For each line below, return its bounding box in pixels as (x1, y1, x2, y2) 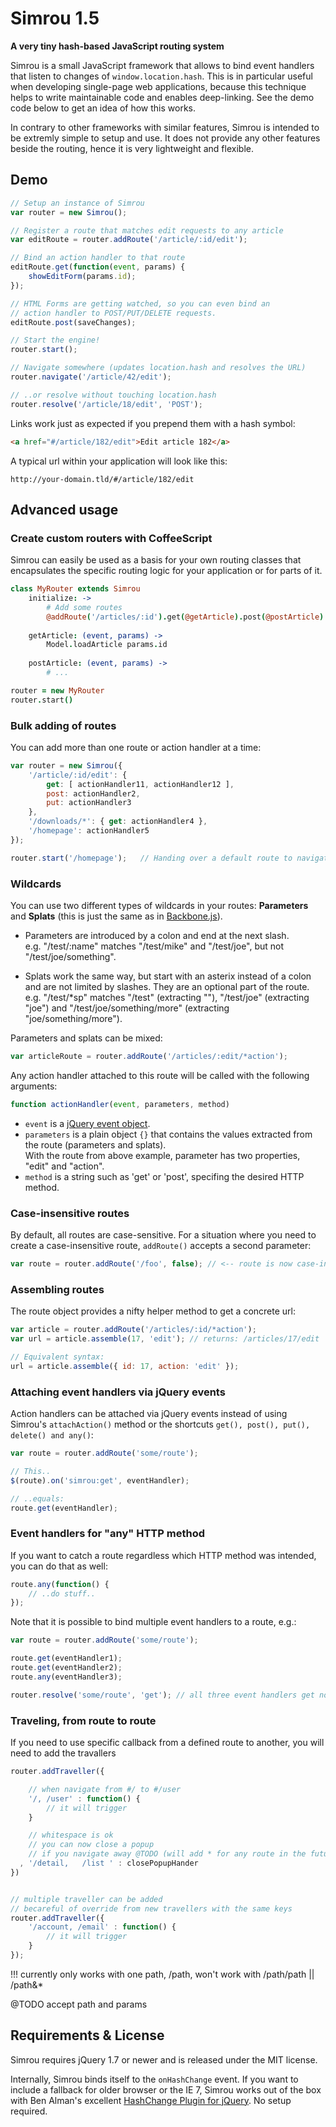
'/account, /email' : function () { (28, 1922, 177, 1932)
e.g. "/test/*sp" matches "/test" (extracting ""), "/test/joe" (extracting (24, 992, 310, 1004)
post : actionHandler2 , (46, 788, 141, 799)
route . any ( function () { (10, 1579, 110, 1589)
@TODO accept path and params (10, 1998, 148, 2010)
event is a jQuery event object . (24, 1117, 151, 1129)
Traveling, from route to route (10, 1713, 157, 1727)
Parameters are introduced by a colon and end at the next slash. (24, 930, 290, 942)
